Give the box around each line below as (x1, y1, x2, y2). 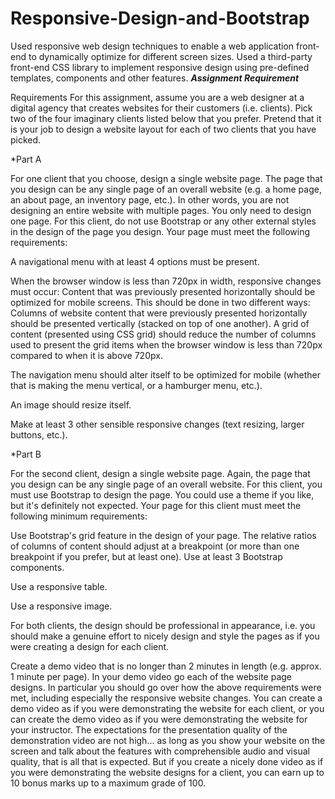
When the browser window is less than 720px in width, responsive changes (10, 275, 322, 287)
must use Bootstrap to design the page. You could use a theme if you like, (10, 488, 315, 501)
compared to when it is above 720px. (10, 349, 163, 361)
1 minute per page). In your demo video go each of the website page (10, 670, 293, 682)
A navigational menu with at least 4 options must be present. (10, 255, 260, 267)
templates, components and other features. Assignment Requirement (10, 72, 300, 84)
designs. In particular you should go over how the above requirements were (10, 681, 322, 693)
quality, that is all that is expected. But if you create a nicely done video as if (10, 755, 324, 767)
